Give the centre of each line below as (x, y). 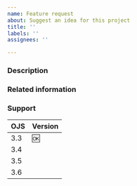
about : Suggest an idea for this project (69, 20)
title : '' (22, 27)
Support (22, 108)
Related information (42, 89)
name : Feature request (40, 14)
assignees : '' (28, 40)
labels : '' (23, 33)
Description (28, 71)
